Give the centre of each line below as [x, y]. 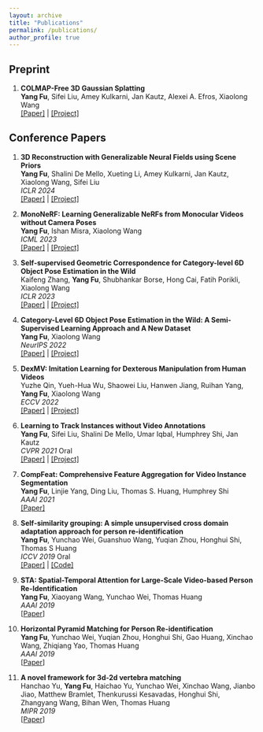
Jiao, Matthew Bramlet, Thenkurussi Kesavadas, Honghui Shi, [120, 694]
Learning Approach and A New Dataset [126, 328]
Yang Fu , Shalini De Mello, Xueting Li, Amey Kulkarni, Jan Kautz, [124, 173]
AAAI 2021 [37, 499]
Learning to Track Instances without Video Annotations [113, 425]
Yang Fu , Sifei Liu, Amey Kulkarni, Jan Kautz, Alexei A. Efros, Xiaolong [134, 97]
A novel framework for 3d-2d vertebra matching [101, 677]
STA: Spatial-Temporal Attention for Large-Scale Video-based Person [137, 580]
